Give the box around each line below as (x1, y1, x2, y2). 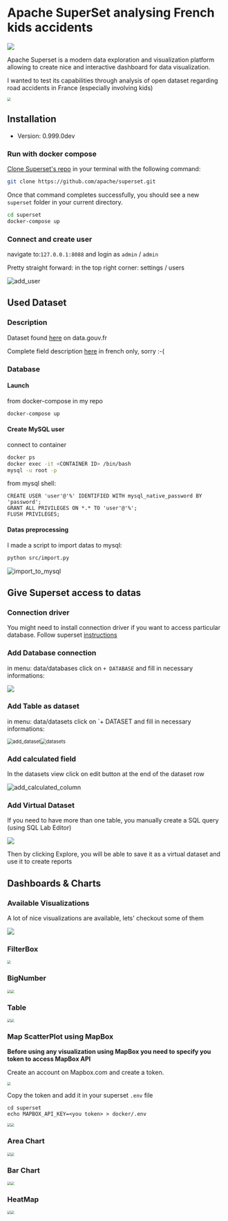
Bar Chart (7, 1166, 40, 1175)
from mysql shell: (7, 480, 57, 488)
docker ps (7, 454, 36, 461)
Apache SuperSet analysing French (7, 5, 216, 21)
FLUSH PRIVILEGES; (7, 511, 60, 518)
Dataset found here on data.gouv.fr (7, 333, 107, 342)
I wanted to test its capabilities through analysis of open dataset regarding (7, 76, 218, 85)
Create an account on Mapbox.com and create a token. (7, 1069, 164, 1077)
